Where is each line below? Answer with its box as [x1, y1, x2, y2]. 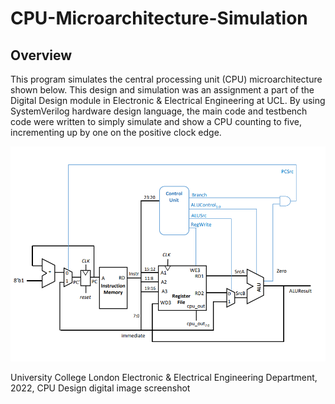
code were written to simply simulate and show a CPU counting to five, [10, 116, 303, 127]
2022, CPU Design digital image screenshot [10, 382, 191, 394]
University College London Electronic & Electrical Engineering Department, [10, 371, 318, 383]
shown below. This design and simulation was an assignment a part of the [10, 84, 315, 96]
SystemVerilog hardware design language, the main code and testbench [10, 105, 308, 117]
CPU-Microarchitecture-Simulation [10, 7, 308, 30]
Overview [10, 47, 73, 64]
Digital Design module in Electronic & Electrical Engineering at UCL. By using [10, 95, 326, 106]
